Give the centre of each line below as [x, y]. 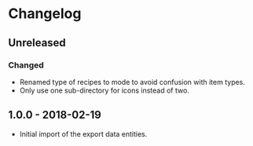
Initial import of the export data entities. [83, 133]
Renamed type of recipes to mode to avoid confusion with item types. [132, 82]
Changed [26, 65]
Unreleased [37, 43]
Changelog [45, 14]
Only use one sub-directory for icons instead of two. [104, 90]
